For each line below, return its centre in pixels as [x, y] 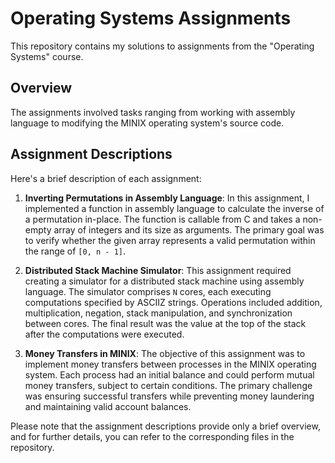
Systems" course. [47, 56]
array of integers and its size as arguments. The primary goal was [189, 229]
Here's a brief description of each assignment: [106, 178]
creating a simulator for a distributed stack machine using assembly [164, 281]
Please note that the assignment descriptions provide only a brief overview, [165, 426]
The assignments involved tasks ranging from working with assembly [153, 112]
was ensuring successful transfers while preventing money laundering [169, 396]
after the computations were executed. [104, 334]
